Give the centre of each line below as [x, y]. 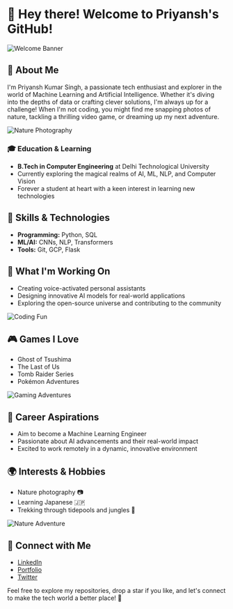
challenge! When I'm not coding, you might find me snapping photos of [109, 109]
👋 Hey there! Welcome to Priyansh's [113, 14]
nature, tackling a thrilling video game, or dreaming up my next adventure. [113, 116]
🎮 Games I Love [43, 340]
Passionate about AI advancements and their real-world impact [107, 441]
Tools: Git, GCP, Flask [49, 249]
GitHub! [30, 29]
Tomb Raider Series [46, 374]
